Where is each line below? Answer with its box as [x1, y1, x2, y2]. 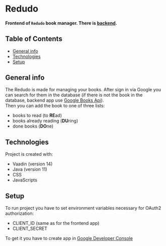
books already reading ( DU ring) [12, 118, 78, 124]
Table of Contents [5, 35, 63, 43]
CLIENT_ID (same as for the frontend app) [12, 220, 100, 226]
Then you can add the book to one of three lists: [5, 103, 105, 109]
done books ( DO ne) [12, 123, 54, 129]
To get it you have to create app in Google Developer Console [5, 235, 133, 241]
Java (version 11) [12, 166, 48, 172]
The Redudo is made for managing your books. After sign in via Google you [5, 87, 161, 93]
